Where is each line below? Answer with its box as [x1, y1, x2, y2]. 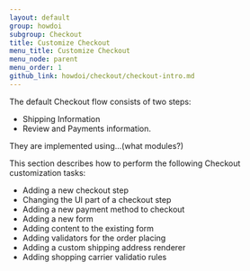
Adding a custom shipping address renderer [22, 241, 186, 252]
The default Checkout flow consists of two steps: [9, 96, 192, 107]
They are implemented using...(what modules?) [9, 140, 184, 151]
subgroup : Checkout [9, 30, 83, 39]
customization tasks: [9, 167, 86, 178]
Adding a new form [22, 213, 94, 224]
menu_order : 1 [9, 64, 63, 73]
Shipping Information [22, 113, 101, 124]
